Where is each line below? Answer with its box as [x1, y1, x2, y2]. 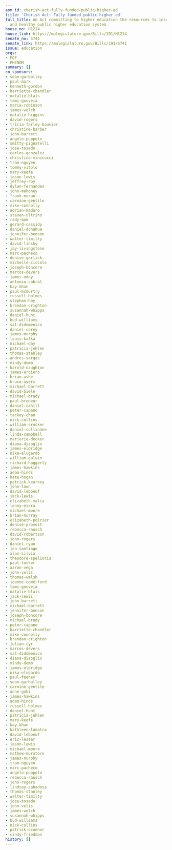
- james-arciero [5, 370, 40, 375]
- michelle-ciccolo [5, 260, 47, 266]
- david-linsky [5, 241, 38, 246]
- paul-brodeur [5, 398, 38, 403]
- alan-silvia [5, 551, 36, 556]
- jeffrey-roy [5, 179, 36, 185]
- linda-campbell [5, 432, 42, 437]
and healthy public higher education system [10, 22, 106, 27]
